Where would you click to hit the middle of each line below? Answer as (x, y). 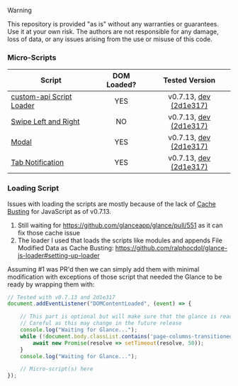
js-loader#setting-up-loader (59, 255)
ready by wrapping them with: (51, 284)
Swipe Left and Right (45, 122)
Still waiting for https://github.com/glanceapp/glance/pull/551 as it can (120, 225)
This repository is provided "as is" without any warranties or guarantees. (113, 24)
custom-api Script (41, 97)
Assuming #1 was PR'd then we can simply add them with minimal (103, 269)
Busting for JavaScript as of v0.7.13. (59, 211)
